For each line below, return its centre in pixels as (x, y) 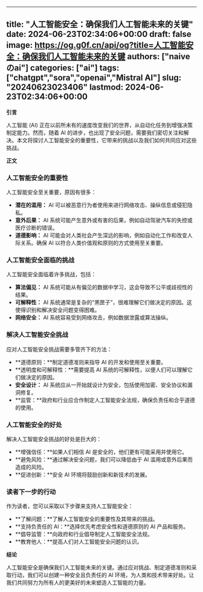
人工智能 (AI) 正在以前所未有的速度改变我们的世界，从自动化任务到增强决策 (100, 125)
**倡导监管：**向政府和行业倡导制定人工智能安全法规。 (84, 534)
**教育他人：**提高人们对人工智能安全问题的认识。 (79, 542)
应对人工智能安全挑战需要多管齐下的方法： (59, 349)
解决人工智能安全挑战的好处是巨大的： (54, 439)
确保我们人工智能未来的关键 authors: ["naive (106, 57)
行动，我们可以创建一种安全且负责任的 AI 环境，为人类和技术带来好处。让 (103, 575)
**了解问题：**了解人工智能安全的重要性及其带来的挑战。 (86, 519)
